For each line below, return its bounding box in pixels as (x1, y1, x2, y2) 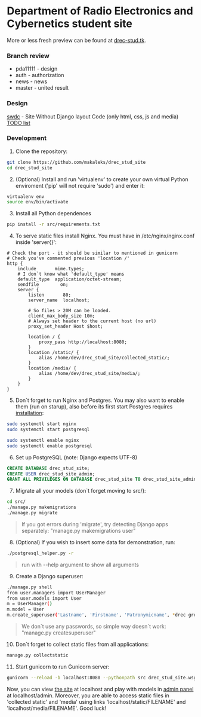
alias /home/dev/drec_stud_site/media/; (38, 371, 141, 377)
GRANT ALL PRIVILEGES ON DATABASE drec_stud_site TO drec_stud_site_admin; (7, 477, 199, 483)
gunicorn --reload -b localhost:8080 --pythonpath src (7, 675, 146, 681)
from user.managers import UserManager (7, 590, 106, 596)
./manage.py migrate (7, 510, 58, 516)
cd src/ (7, 499, 26, 505)
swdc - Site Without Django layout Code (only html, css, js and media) (7, 112, 179, 120)
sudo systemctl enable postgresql (7, 443, 93, 449)
